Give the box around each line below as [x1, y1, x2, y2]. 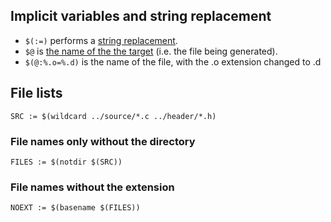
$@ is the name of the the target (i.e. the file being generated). [24, 45, 278, 57]
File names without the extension [10, 180, 175, 194]
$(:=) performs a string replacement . [24, 34, 178, 46]
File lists [10, 85, 63, 102]
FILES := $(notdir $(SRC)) [10, 157, 123, 167]
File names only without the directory [10, 134, 196, 148]
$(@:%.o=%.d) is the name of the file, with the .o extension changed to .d [24, 55, 322, 68]
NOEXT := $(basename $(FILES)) [10, 203, 141, 213]
